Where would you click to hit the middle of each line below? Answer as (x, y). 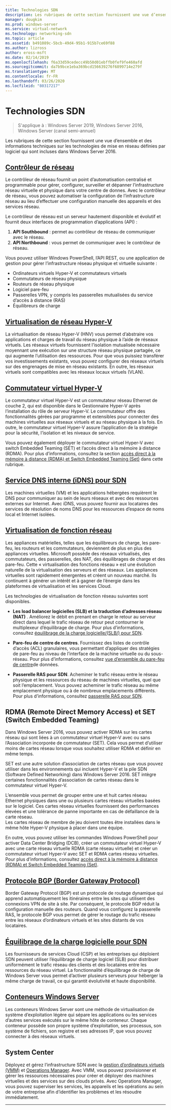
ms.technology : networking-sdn (38, 34)
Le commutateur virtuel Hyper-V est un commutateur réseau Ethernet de (81, 400)
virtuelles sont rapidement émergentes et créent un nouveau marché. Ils (81, 575)
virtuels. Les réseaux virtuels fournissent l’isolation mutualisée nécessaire (82, 345)
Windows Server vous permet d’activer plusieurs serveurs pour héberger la (84, 976)
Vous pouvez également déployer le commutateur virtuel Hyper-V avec (80, 443)
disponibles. (18, 601)
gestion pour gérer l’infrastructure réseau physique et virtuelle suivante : (81, 264)
